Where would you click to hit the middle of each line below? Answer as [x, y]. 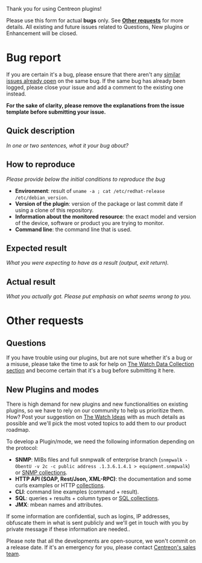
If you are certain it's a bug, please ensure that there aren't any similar [93, 74]
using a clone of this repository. [54, 210]
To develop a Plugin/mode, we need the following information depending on [100, 441]
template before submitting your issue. [56, 112]
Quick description [41, 131]
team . [13, 554]
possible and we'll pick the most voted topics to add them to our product [96, 423]
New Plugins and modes [53, 389]
